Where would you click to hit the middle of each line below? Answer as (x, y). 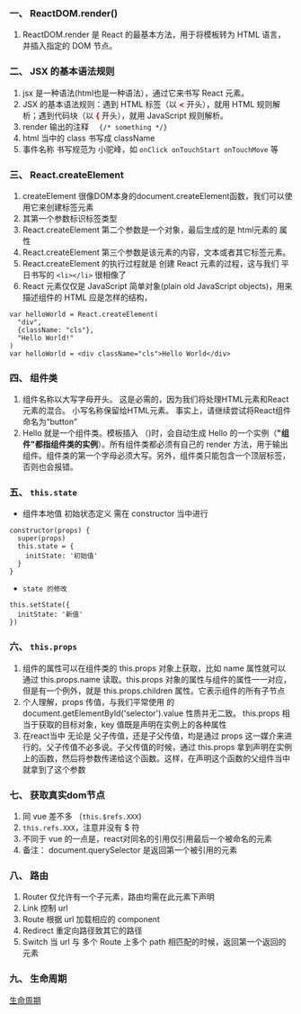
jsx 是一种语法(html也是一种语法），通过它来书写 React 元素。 (136, 93)
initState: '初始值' (62, 556)
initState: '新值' (50, 615)
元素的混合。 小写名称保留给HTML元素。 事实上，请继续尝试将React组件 (157, 411)
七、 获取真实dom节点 (58, 795)
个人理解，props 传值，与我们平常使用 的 (98, 702)
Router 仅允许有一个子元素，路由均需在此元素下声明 (119, 897)
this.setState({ (40, 605)
